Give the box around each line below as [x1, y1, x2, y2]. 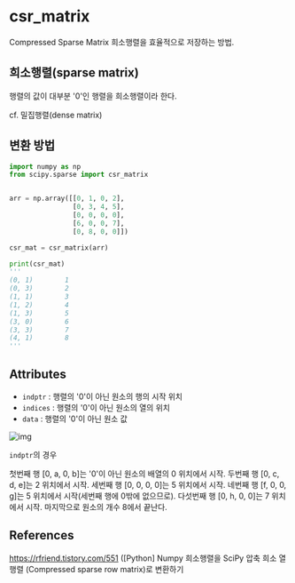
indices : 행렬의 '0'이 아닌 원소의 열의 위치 [21, 403, 171, 412]
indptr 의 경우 [9, 450, 58, 459]
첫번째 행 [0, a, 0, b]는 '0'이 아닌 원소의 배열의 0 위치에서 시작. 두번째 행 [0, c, [9, 468, 280, 479]
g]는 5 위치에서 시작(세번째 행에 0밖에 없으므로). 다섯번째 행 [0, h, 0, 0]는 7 [9, 491, 270, 501]
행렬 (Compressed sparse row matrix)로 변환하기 [9, 563, 184, 574]
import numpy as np [9, 162, 82, 171]
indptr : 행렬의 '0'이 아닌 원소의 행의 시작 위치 [21, 391, 183, 402]
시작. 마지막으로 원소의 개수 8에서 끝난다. [25, 502, 168, 512]
